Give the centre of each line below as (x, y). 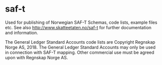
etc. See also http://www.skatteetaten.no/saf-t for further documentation (78, 27)
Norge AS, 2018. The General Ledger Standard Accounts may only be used (81, 47)
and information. (21, 32)
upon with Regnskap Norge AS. (37, 57)
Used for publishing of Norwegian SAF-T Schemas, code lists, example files (81, 22)
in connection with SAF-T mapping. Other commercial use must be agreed (80, 52)
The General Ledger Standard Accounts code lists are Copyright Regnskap (80, 42)
